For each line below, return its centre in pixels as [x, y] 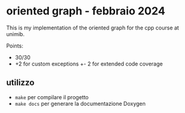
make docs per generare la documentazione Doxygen [80, 103]
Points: [15, 46]
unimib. [16, 34]
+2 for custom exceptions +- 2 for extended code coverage [89, 64]
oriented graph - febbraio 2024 [86, 11]
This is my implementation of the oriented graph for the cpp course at [93, 28]
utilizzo [20, 83]
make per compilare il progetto [52, 97]
